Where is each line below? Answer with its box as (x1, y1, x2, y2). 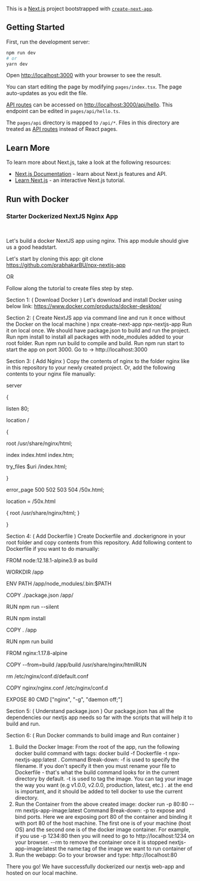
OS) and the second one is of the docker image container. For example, (14, 825, 191, 833)
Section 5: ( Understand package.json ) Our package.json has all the (6, 707, 174, 714)
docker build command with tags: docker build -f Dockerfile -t (14, 749, 168, 757)
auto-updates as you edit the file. (6, 90, 88, 97)
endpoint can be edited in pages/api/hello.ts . (6, 108, 121, 115)
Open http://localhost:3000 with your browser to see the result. (6, 72, 162, 79)
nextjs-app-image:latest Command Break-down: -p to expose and (23, 807, 186, 814)
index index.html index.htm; (6, 451, 74, 458)
